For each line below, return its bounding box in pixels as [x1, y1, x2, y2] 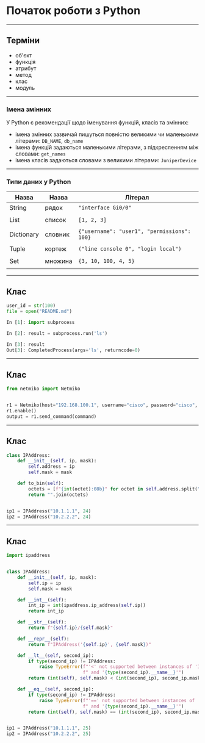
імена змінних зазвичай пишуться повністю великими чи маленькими [15, 131, 199, 138]
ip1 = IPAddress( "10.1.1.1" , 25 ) [6, 725, 92, 731]
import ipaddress [6, 553, 51, 559]
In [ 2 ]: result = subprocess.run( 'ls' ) [6, 330, 108, 336]
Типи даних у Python [6, 178, 71, 186]
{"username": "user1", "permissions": [78, 228, 191, 235]
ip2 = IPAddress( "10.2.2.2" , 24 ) [6, 514, 92, 520]
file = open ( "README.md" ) [6, 309, 72, 315]
